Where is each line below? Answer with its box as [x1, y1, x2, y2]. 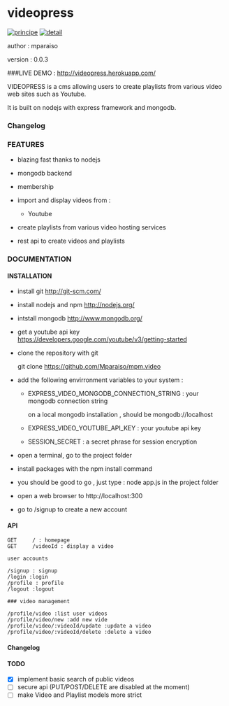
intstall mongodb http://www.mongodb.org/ [17, 314, 143, 323]
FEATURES [7, 139, 45, 149]
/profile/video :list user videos [7, 610, 108, 617]
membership [17, 183, 54, 191]
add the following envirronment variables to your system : [17, 376, 184, 384]
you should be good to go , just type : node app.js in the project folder [17, 478, 219, 487]
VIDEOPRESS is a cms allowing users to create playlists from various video [7, 82, 222, 90]
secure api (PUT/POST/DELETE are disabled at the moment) [17, 683, 190, 691]
